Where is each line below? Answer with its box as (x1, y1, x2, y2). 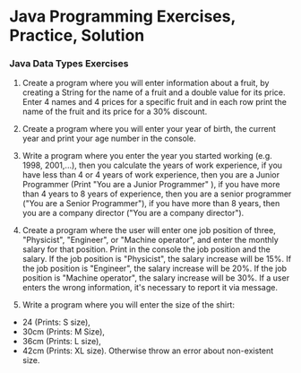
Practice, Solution (9, 25, 145, 46)
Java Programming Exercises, (9, 6, 236, 27)
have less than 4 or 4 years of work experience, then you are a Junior (21, 169, 280, 180)
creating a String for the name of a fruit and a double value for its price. (21, 87, 286, 98)
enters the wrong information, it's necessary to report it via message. (21, 282, 278, 293)
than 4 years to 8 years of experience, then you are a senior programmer (21, 188, 292, 199)
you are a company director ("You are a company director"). (21, 208, 245, 219)
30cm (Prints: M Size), (21, 326, 106, 337)
